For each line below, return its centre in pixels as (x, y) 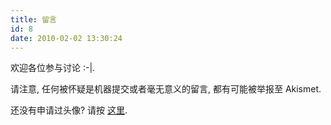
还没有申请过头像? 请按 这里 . (69, 110)
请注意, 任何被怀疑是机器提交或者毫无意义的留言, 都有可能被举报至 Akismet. (166, 89)
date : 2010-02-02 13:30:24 (66, 38)
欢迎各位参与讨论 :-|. (53, 68)
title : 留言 (33, 19)
